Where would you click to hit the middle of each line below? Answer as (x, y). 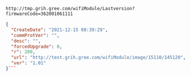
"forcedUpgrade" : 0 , (37, 47)
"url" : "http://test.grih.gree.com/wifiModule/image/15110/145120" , (99, 58)
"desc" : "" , (26, 41)
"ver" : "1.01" (29, 63)
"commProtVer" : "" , (35, 35)
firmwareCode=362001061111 (39, 14)
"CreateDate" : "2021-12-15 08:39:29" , (60, 30)
